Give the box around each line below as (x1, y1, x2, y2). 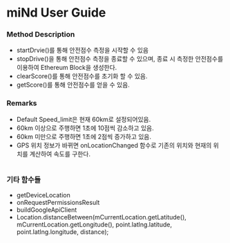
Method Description (6, 30, 75, 39)
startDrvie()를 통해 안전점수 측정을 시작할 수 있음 (16, 46, 149, 55)
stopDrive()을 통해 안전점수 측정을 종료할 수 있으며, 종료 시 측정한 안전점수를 (16, 55, 224, 63)
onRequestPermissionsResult (16, 199, 100, 207)
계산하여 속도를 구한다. (29, 150, 91, 158)
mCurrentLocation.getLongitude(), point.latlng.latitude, (16, 220, 172, 229)
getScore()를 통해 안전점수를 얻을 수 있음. (16, 81, 131, 89)
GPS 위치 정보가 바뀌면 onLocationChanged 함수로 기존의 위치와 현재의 (16, 141, 212, 150)
